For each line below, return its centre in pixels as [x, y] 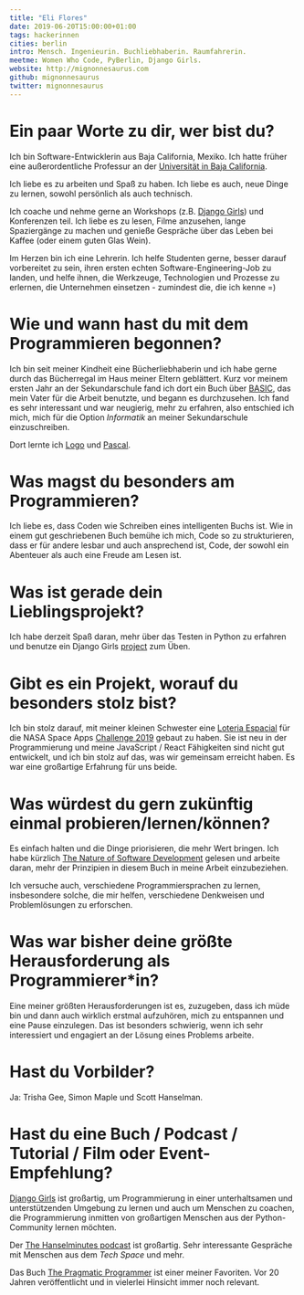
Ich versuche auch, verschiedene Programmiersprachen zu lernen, [135, 886]
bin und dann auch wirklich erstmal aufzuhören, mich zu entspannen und [147, 1016]
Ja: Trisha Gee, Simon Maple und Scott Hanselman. [106, 1098]
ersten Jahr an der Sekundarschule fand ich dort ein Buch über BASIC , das [150, 388]
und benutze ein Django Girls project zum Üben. [100, 647]
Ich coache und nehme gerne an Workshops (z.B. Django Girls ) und [136, 211]
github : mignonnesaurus [55, 78]
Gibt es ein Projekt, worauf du [124, 684]
